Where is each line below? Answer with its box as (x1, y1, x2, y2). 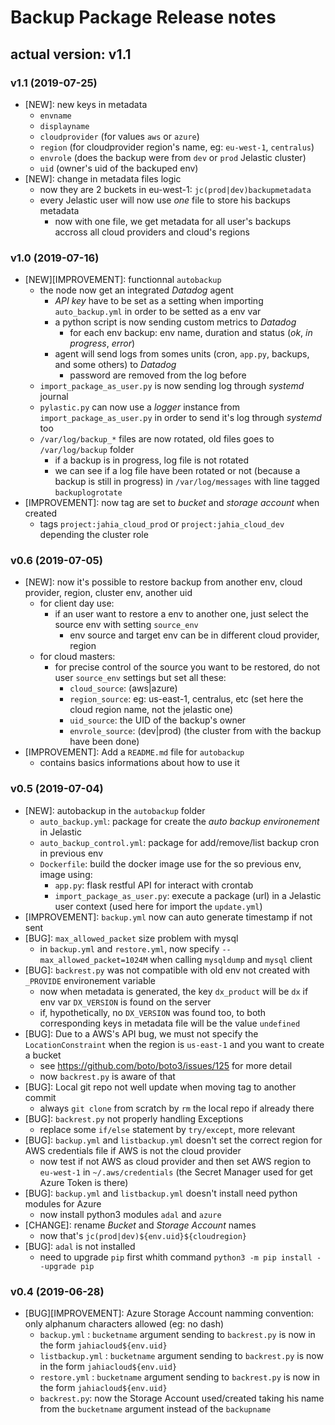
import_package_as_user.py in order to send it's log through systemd (39, 412, 322, 424)
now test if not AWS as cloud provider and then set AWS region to (39, 1155, 312, 1167)
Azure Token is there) (39, 1176, 129, 1188)
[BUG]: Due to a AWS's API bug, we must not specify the (24, 1027, 259, 1040)
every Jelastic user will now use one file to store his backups (39, 194, 291, 206)
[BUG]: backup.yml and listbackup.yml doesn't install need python (24, 1187, 298, 1199)
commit (24, 1091, 57, 1103)
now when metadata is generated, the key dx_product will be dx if (39, 985, 309, 997)
